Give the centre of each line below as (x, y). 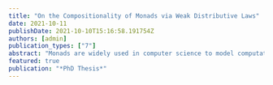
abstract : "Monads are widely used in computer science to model (121, 53)
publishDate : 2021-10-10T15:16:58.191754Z (81, 31)
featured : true (34, 62)
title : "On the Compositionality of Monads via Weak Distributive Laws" (134, 16)
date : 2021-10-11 (38, 23)
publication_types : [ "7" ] (52, 46)
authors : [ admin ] (38, 38)
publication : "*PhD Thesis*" (58, 69)
